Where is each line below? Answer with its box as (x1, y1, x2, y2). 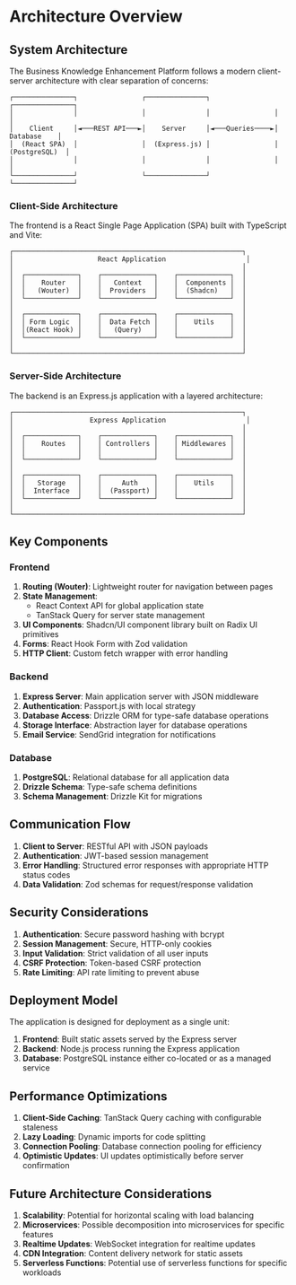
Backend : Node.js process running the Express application (22, 1044, 240, 1054)
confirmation (22, 1160, 70, 1171)
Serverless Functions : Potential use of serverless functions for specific (22, 1257, 288, 1268)
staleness (22, 1122, 58, 1132)
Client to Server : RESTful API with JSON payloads (22, 841, 209, 852)
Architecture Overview (9, 6, 183, 27)
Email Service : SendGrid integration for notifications (22, 729, 217, 739)
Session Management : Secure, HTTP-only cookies (22, 938, 213, 948)
